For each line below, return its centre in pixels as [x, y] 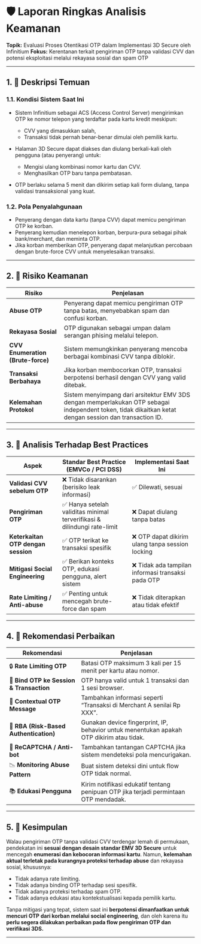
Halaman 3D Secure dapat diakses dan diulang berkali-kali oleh [93, 148]
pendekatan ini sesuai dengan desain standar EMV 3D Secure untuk [92, 848]
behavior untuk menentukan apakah [132, 730]
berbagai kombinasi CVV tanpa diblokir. [119, 356]
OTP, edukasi [81, 569]
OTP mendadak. [104, 799]
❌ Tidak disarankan [89, 479]
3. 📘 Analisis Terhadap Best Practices [77, 445]
